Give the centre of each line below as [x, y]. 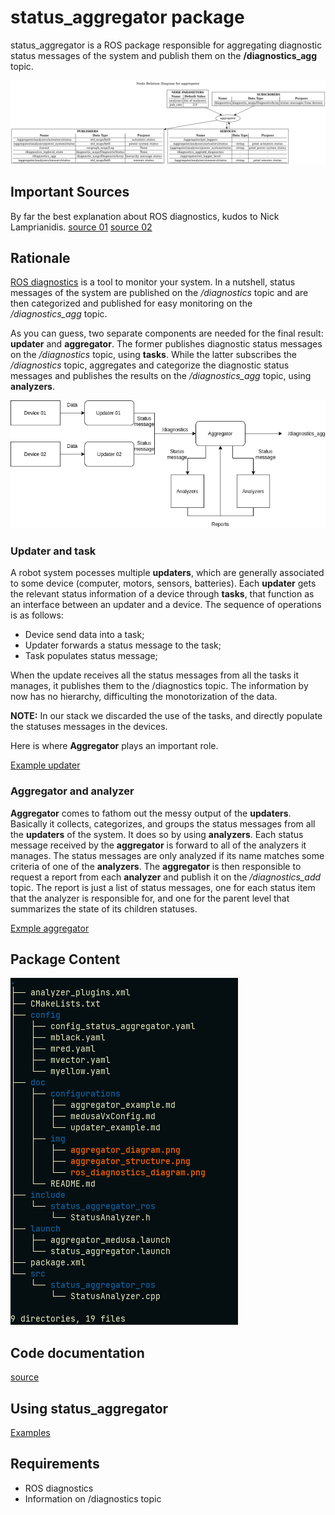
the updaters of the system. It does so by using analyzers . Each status [157, 834]
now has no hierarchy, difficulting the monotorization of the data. [144, 697]
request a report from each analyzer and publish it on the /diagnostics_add [166, 877]
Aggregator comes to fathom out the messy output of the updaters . [151, 813]
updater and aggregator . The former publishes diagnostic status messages [166, 344]
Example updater [45, 765]
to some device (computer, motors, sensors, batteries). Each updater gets [163, 583]
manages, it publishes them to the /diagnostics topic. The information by [159, 686]
